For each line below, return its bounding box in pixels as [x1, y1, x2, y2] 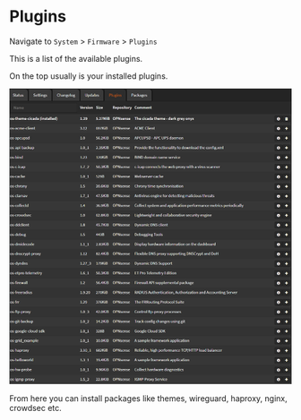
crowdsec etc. [9, 403, 63, 414]
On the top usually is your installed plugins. [9, 70, 168, 81]
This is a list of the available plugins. [9, 53, 143, 64]
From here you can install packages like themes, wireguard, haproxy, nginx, [9, 393, 288, 404]
